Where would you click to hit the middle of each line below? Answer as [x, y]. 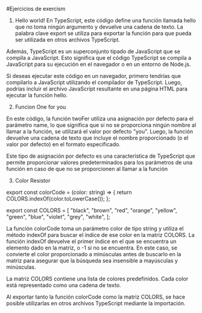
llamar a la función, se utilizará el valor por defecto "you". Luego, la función [100, 131]
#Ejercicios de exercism [36, 9]
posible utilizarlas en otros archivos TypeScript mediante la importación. [96, 303]
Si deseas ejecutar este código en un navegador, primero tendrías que [93, 76]
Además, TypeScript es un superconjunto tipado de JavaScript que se [93, 51]
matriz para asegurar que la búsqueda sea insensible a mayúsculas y [92, 260]
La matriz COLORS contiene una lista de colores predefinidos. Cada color [97, 279]
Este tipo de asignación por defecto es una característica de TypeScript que [101, 156]
